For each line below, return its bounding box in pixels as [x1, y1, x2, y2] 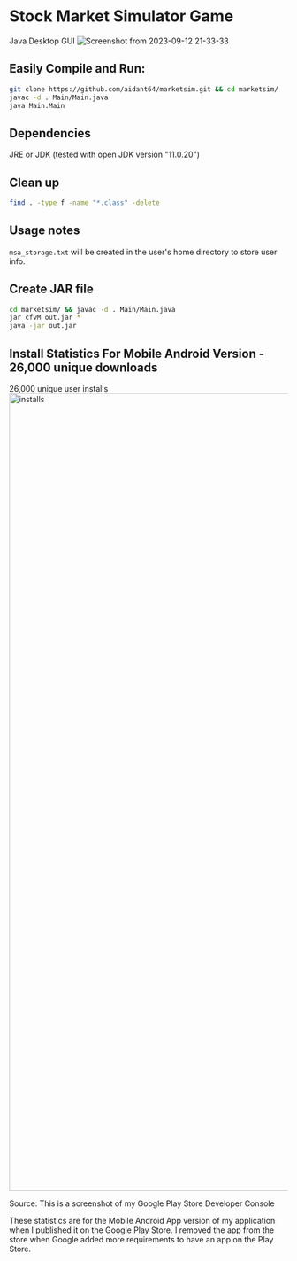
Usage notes [9, 223, 80, 238]
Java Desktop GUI [9, 35, 75, 46]
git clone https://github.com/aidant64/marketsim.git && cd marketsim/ [9, 84, 278, 94]
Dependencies [9, 126, 91, 141]
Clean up [9, 175, 60, 190]
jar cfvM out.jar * [9, 313, 81, 323]
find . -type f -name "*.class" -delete [9, 198, 161, 207]
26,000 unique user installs [9, 383, 109, 393]
